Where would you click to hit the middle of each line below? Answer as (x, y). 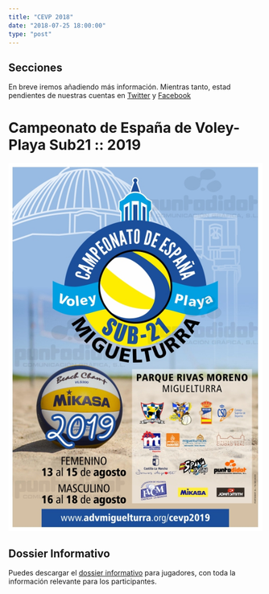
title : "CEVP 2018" (41, 17)
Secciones (35, 67)
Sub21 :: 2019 (95, 145)
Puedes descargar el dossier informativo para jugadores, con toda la (122, 573)
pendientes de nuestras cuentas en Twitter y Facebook (100, 96)
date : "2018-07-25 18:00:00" (57, 25)
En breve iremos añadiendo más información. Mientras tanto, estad (120, 87)
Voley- (217, 128)
